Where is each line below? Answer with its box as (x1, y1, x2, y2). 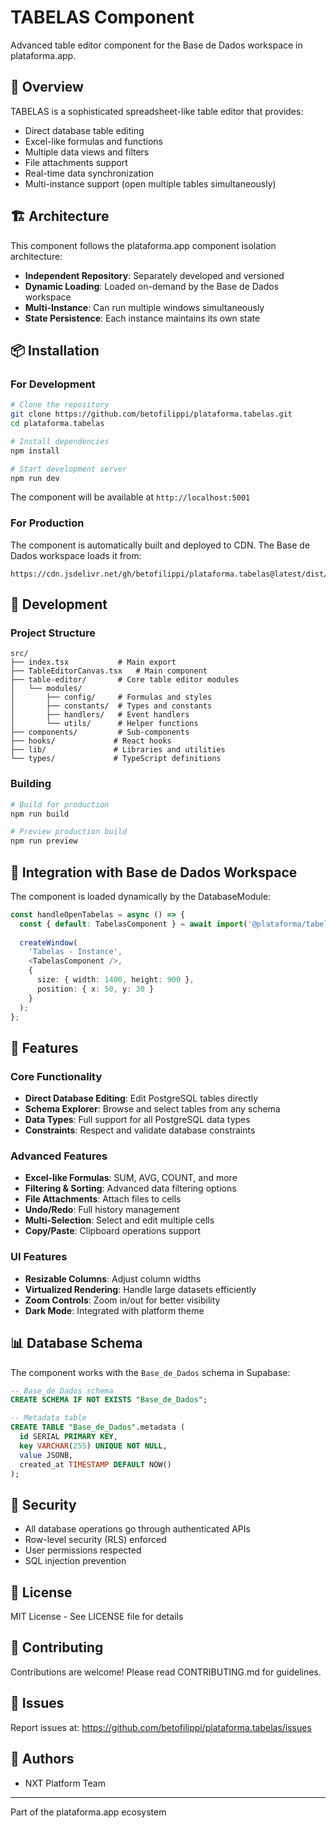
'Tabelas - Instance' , (28, 947, 123, 957)
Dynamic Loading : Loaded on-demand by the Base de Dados (24, 280, 280, 292)
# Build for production (10, 799, 110, 810)
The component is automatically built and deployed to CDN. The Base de (10, 539, 311, 551)
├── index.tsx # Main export (10, 657, 177, 668)
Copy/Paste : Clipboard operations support (24, 1225, 202, 1237)
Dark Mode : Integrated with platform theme (24, 1304, 205, 1316)
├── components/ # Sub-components (10, 727, 190, 738)
